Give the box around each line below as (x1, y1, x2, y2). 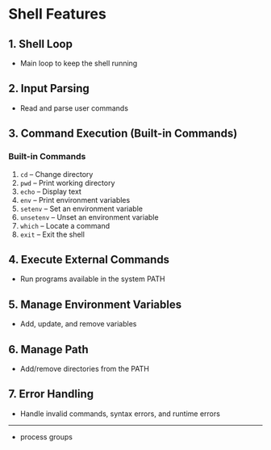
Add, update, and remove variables (19, 319, 137, 329)
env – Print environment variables (19, 195, 131, 204)
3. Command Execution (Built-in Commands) (8, 127, 238, 141)
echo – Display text (19, 187, 82, 196)
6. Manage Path (8, 343, 89, 356)
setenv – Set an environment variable (19, 204, 144, 213)
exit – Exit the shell (19, 229, 85, 239)
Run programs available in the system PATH (19, 274, 165, 284)
